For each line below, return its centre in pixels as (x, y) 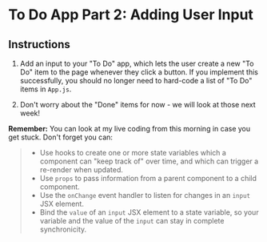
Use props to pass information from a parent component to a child (148, 178)
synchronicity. (63, 229)
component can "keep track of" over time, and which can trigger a (149, 161)
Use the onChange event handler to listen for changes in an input (145, 195)
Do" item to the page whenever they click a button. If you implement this (139, 72)
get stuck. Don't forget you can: (61, 137)
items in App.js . (46, 89)
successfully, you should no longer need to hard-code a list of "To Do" (136, 81)
